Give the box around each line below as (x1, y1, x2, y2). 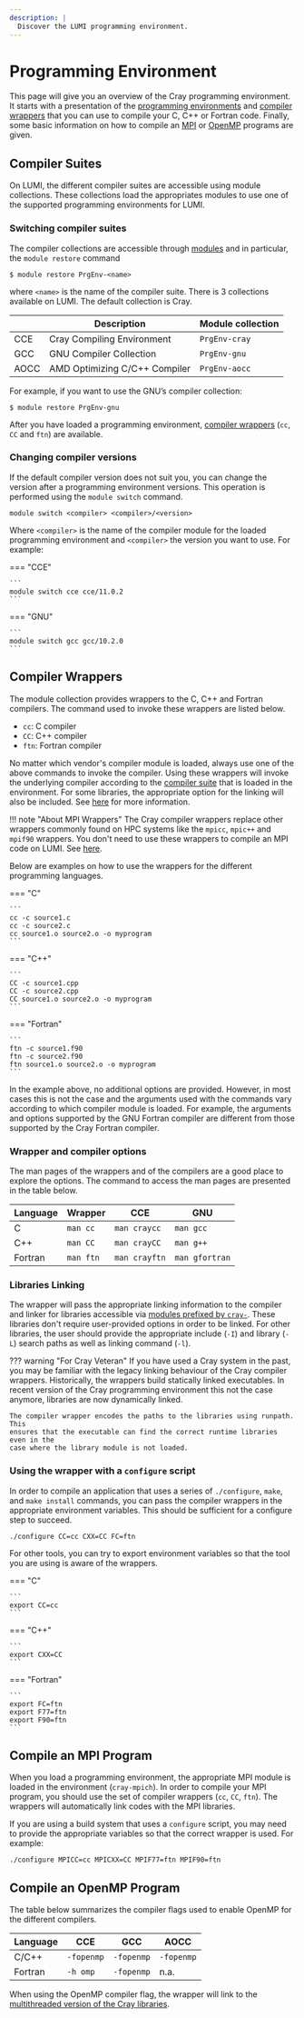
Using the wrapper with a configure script (9, 1464, 196, 1477)
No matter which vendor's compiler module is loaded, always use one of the (9, 757, 295, 768)
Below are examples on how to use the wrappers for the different (9, 860, 252, 871)
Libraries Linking (9, 1278, 85, 1291)
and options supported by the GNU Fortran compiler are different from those (9, 1113, 295, 1124)
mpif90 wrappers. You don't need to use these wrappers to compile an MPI (9, 833, 289, 844)
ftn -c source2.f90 (9, 1052, 83, 1061)
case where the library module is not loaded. (9, 1444, 189, 1453)
